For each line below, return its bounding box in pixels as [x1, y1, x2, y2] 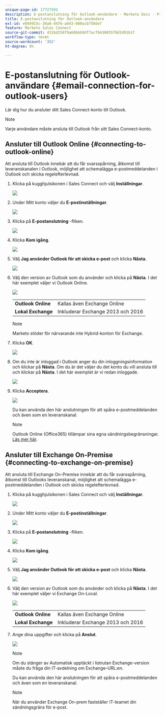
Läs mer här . [12, 437, 38, 443]
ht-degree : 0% [5, 44, 34, 49]
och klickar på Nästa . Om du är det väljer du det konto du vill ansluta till [12, 364, 157, 370]
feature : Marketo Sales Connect [5, 26, 71, 31]
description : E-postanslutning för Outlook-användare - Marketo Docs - [5, 12, 155, 17]
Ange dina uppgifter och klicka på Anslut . [12, 632, 97, 638]
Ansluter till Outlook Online [5, 140, 90, 148]
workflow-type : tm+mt [5, 35, 50, 40]
